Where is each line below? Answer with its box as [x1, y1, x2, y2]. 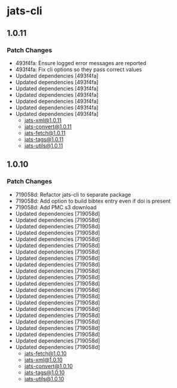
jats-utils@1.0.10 [24, 375, 65, 382]
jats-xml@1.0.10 [24, 356, 63, 363]
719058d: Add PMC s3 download [15, 203, 97, 210]
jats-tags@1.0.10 [24, 369, 65, 376]
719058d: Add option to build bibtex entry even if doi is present [15, 197, 171, 204]
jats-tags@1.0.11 [24, 136, 64, 143]
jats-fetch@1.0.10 [24, 350, 67, 357]
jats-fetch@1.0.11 [24, 129, 66, 136]
